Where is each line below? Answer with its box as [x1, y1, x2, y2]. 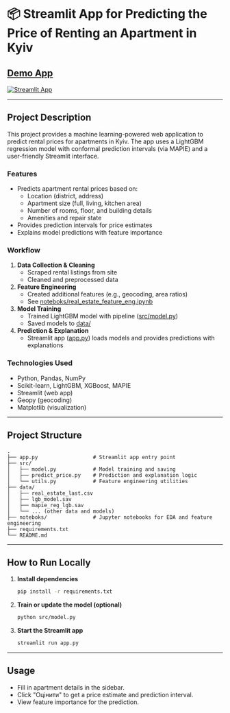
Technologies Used [7, 358, 73, 368]
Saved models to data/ [27, 319, 91, 327]
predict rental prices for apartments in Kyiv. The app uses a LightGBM [7, 137, 204, 145]
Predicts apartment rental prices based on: [16, 185, 138, 193]
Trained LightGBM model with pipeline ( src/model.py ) [27, 312, 179, 320]
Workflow [7, 246, 41, 255]
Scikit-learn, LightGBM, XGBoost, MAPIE [16, 381, 131, 389]
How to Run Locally [7, 557, 91, 568]
